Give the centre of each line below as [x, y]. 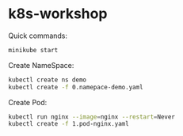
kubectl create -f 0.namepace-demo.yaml [76, 87]
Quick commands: [38, 36]
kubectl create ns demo [48, 80]
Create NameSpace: [41, 65]
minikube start [33, 50]
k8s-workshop [58, 14]
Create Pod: [28, 102]
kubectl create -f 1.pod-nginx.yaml [69, 124]
